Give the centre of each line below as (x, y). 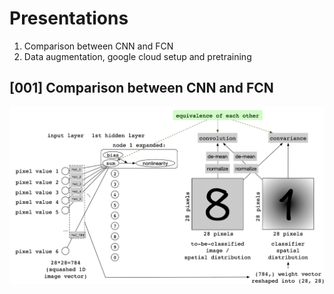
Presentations (69, 18)
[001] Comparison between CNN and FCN (141, 88)
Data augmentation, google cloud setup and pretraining (137, 56)
